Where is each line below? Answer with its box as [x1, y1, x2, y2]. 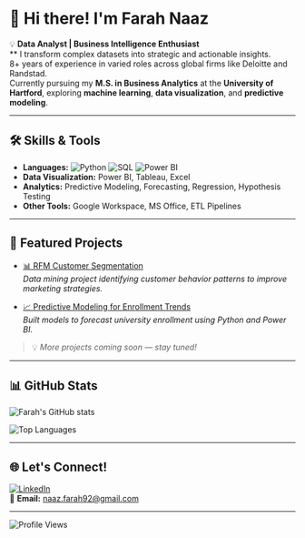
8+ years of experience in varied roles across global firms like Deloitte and [9, 58, 288, 69]
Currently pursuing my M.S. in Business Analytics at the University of [9, 77, 274, 88]
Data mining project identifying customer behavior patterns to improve [22, 273, 288, 284]
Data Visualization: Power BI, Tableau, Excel [22, 171, 191, 182]
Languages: [22, 161, 69, 172]
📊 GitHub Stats [9, 378, 98, 393]
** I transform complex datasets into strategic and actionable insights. [9, 48, 271, 59]
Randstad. [9, 67, 48, 78]
